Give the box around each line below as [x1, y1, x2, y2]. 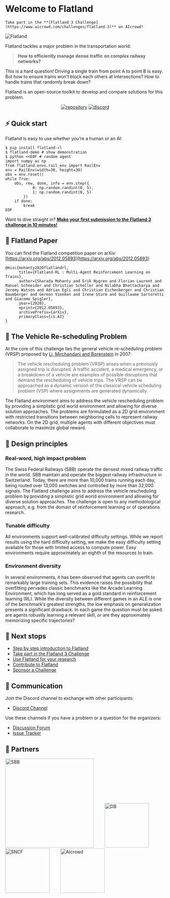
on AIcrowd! [118, 24, 144, 29]
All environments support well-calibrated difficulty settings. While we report [5, 534, 163, 540]
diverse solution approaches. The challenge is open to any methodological [5, 499, 161, 505]
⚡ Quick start [5, 119, 47, 128]
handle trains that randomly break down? [5, 79, 91, 85]
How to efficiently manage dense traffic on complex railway [17, 53, 146, 59]
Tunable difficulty [5, 522, 50, 529]
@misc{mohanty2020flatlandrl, [5, 265, 69, 270]
